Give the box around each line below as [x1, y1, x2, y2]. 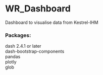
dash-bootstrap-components [5, 48, 64, 55]
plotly [5, 59, 17, 65]
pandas [5, 54, 21, 60]
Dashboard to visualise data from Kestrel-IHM [5, 19, 99, 25]
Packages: [5, 32, 31, 39]
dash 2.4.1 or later [5, 43, 42, 49]
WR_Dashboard [5, 3, 71, 14]
